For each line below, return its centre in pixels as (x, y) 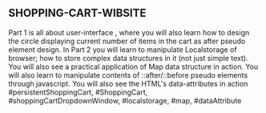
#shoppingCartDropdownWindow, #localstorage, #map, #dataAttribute (125, 100)
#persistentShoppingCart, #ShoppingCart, (78, 92)
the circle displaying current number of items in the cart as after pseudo (127, 41)
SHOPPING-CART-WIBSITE (77, 13)
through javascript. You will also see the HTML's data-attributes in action (128, 83)
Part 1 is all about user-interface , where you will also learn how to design (129, 32)
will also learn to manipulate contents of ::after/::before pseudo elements (128, 75)
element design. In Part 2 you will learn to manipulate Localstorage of (123, 49)
